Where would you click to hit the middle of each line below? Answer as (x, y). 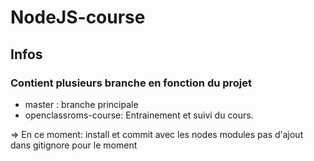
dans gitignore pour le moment (74, 145)
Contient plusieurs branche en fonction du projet (131, 83)
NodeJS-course (78, 17)
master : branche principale (81, 104)
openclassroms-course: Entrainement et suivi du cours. (139, 115)
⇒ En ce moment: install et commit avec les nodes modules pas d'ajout (157, 134)
